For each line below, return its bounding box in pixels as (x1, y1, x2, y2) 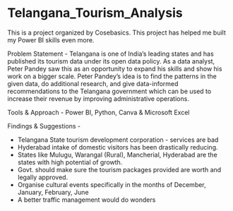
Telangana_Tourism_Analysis (7, 5, 183, 21)
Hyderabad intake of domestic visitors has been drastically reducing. (17, 143, 218, 151)
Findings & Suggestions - (7, 121, 81, 130)
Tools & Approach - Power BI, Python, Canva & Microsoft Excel (7, 108, 190, 116)
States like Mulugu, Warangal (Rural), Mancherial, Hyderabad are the (17, 150, 217, 159)
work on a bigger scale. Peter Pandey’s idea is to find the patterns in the (7, 72, 217, 80)
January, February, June (17, 188, 90, 196)
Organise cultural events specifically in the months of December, (17, 180, 206, 188)
